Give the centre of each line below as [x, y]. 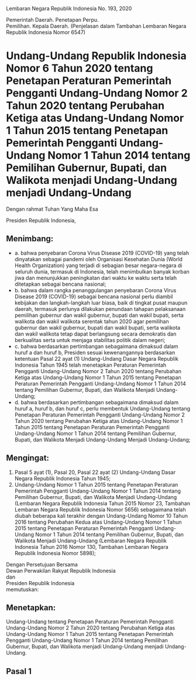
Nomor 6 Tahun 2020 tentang [80, 68]
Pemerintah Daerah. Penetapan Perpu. [52, 20]
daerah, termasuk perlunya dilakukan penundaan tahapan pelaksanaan [100, 309]
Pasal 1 [19, 671]
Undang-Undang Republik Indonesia [96, 56]
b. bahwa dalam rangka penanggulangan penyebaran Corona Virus [95, 290]
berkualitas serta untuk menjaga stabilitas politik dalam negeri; [90, 340]
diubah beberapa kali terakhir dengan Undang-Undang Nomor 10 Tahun [101, 515]
